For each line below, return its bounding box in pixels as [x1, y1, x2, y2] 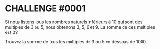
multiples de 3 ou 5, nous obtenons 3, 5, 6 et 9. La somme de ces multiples [5, 24, 156, 30]
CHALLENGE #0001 [5, 3, 86, 14]
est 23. [5, 29, 19, 35]
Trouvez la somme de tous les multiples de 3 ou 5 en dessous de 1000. [5, 38, 147, 44]
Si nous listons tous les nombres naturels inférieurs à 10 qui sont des [5, 19, 142, 25]
